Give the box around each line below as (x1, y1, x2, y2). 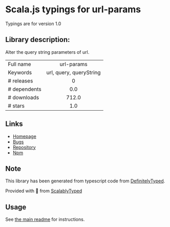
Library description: (5, 35, 70, 44)
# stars (8, 102, 25, 109)
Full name (8, 60, 32, 68)
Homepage (12, 133, 37, 139)
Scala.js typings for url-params (5, 4, 141, 15)
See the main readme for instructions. (5, 216, 85, 222)
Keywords (8, 69, 32, 76)
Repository (12, 144, 36, 150)
